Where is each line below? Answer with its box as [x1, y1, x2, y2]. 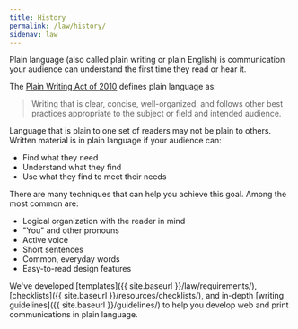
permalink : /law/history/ [9, 22, 106, 30]
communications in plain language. [9, 309, 138, 320]
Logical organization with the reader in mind [22, 216, 186, 227]
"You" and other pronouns [22, 225, 119, 236]
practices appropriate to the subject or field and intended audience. [31, 108, 282, 119]
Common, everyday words [22, 254, 120, 264]
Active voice [22, 235, 69, 246]
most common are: [9, 198, 79, 209]
